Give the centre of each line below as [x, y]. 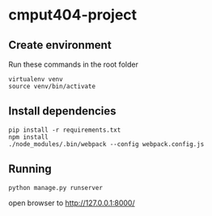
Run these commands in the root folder [74, 64]
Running [30, 169]
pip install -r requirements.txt [65, 130]
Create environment [60, 45]
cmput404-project [73, 15]
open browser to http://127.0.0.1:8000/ [72, 203]
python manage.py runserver [56, 188]
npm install [28, 137]
